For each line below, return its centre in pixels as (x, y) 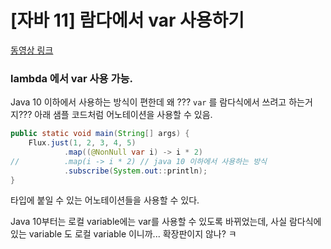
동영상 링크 (32, 50)
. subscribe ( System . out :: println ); (135, 171)
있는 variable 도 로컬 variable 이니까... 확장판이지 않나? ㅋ (123, 234)
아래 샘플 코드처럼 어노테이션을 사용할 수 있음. (123, 115)
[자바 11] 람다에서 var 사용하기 (127, 20)
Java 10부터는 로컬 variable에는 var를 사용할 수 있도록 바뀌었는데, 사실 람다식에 (166, 222)
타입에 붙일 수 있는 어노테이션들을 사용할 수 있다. (105, 200)
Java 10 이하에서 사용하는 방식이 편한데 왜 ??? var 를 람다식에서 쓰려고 (148, 102)
